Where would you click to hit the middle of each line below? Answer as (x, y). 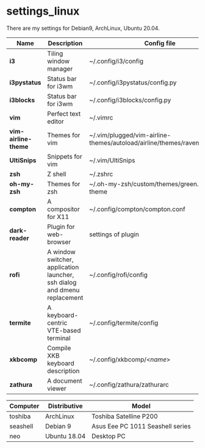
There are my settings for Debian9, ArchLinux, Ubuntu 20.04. (83, 28)
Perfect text (64, 114)
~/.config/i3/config (117, 61)
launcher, (61, 275)
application (63, 267)
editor (56, 121)
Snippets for (65, 156)
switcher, (60, 259)
